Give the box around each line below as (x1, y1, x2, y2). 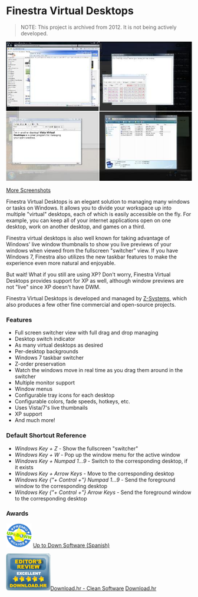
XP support (14, 410, 42, 417)
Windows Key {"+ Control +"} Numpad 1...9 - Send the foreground (14, 476, 176, 483)
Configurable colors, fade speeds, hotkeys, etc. (14, 398, 131, 405)
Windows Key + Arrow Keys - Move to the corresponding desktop (14, 470, 175, 477)
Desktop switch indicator (14, 336, 75, 343)
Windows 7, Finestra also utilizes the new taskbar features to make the (6, 253, 177, 260)
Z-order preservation (14, 360, 66, 367)
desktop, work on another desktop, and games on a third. (6, 223, 146, 230)
